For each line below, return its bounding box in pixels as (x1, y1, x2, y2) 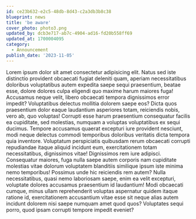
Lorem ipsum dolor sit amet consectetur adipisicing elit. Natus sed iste (6, 68, 176, 75)
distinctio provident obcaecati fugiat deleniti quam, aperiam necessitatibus (6, 75, 187, 82)
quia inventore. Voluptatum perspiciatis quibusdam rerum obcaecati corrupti (6, 137, 191, 144)
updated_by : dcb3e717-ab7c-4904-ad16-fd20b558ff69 (6, 31, 133, 36)
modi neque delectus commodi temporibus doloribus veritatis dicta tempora (6, 131, 190, 138)
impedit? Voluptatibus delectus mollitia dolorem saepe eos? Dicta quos (6, 99, 177, 107)
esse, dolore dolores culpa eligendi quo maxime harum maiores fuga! (6, 87, 174, 94)
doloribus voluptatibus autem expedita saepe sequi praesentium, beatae (6, 81, 181, 88)
